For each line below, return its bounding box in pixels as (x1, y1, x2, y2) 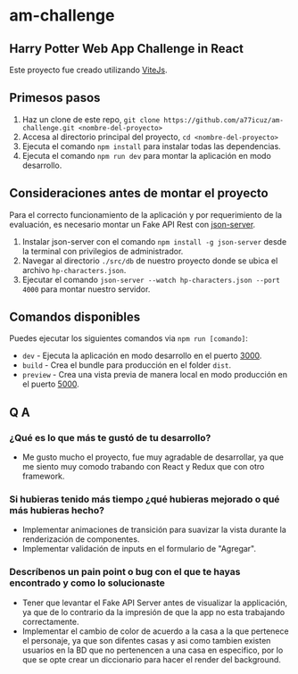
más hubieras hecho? (9, 504, 105, 517)
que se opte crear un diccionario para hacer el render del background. (21, 653, 281, 665)
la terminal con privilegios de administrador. (21, 245, 184, 256)
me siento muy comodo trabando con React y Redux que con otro (21, 462, 265, 472)
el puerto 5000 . (21, 379, 80, 389)
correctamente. (21, 616, 79, 627)
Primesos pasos (9, 90, 101, 105)
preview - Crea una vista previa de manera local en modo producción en (21, 370, 288, 380)
